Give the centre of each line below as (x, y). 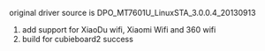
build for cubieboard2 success (78, 39)
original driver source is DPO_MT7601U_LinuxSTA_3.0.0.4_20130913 (132, 13)
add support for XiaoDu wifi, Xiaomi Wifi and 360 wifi (119, 29)
